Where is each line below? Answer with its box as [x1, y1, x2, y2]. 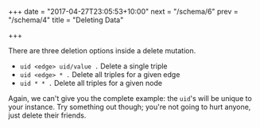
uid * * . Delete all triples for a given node [19, 79, 163, 87]
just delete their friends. [8, 111, 87, 120]
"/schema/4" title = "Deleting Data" [8, 15, 124, 25]
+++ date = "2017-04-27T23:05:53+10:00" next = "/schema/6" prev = [8, 7, 239, 16]
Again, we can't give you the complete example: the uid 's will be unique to [8, 94, 252, 103]
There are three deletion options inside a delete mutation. [8, 46, 196, 55]
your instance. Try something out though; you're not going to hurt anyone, [8, 103, 251, 111]
